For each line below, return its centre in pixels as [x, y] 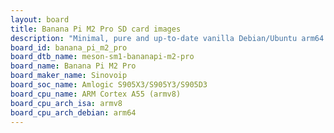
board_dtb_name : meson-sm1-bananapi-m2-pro [102, 57]
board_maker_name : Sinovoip [69, 76]
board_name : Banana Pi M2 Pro [73, 66]
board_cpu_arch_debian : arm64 [73, 112]
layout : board [40, 19]
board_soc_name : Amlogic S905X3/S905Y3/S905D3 [109, 85]
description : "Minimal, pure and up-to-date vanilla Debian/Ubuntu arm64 [167, 38]
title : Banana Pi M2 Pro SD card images [96, 29]
